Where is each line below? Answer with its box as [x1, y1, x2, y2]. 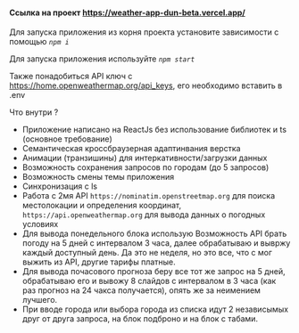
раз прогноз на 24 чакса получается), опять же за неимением [21, 285, 262, 296]
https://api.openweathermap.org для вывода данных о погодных [21, 209, 266, 220]
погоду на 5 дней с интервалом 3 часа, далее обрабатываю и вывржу [21, 238, 291, 248]
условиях [21, 219, 59, 230]
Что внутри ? [9, 107, 59, 118]
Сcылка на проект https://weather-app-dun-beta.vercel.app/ [9, 7, 245, 18]
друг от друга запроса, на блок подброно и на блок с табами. [21, 313, 259, 324]
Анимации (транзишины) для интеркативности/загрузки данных [21, 152, 268, 164]
